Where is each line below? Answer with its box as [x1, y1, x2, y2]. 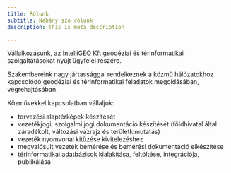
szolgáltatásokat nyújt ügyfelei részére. [7, 56, 122, 65]
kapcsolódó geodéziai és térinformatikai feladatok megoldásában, [7, 78, 199, 86]
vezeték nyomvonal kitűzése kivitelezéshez [17, 135, 143, 143]
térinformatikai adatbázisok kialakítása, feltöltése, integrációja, [17, 150, 200, 159]
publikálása [17, 157, 52, 166]
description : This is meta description [7, 23, 125, 30]
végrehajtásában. [7, 85, 58, 94]
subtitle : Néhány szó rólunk [7, 17, 93, 24]
